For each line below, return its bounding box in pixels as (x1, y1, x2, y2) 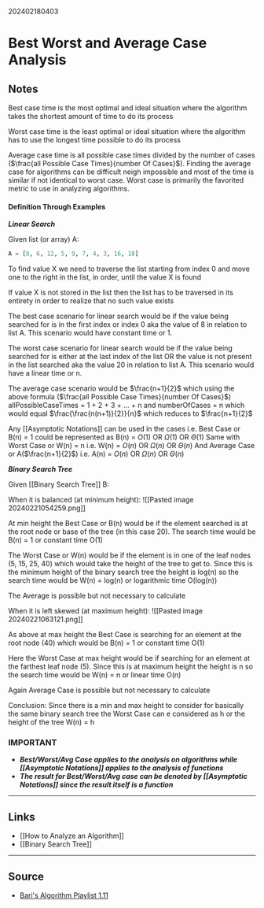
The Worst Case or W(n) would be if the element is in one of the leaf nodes (8, 550, 251, 560)
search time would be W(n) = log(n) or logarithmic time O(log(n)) (8, 576, 218, 585)
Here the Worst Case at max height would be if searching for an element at (8, 654, 251, 663)
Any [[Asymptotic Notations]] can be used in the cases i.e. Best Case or (8, 424, 241, 434)
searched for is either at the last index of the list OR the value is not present (8, 352, 252, 361)
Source (8, 869, 45, 883)
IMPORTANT (8, 737, 57, 747)
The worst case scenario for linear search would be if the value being (8, 343, 233, 353)
